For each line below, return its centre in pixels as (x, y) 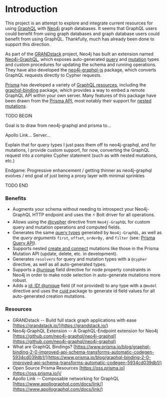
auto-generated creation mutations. (49, 296)
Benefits (16, 198)
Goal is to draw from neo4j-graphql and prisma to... (58, 125)
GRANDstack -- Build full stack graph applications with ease (74, 320)
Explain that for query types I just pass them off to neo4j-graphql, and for (81, 145)
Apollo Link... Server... (28, 135)
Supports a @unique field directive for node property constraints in (81, 270)
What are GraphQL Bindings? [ (44, 347)
